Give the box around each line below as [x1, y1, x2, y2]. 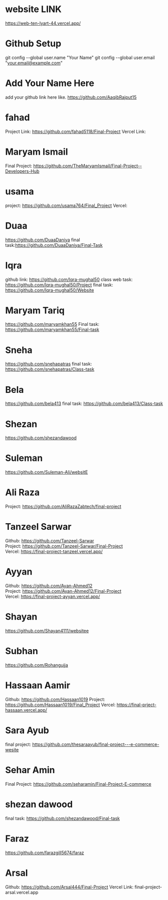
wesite [5, 746, 19, 752]
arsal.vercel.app [5, 889, 39, 895]
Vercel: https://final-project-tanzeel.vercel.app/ [5, 548, 103, 555]
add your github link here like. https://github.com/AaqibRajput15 [5, 94, 137, 100]
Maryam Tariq [5, 305, 65, 316]
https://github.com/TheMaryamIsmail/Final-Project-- [33, 163, 142, 169]
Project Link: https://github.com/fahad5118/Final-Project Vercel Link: [5, 128, 146, 134]
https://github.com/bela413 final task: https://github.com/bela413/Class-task [5, 400, 163, 406]
